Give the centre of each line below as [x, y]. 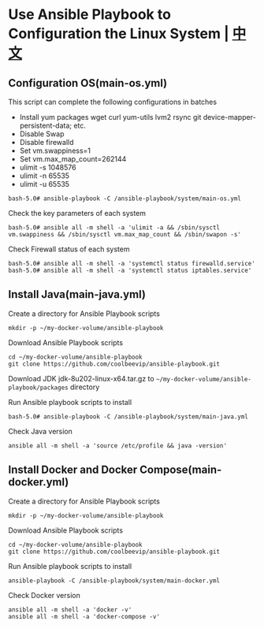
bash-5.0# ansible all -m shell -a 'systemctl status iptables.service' [130, 270]
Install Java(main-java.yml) [77, 294]
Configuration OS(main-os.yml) [88, 83]
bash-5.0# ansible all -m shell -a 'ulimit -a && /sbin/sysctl [114, 228]
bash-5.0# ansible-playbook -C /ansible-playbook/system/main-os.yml [125, 199]
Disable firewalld [46, 142]
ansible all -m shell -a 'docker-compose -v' [84, 616]
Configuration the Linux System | [119, 34]
